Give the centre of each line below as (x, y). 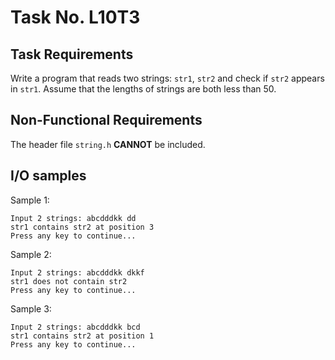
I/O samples (48, 176)
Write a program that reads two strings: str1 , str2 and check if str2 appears (167, 78)
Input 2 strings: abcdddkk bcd (75, 327)
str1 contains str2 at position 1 (82, 336)
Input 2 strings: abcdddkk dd (73, 218)
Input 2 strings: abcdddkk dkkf (77, 272)
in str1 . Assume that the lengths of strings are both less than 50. (143, 89)
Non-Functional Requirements (106, 120)
